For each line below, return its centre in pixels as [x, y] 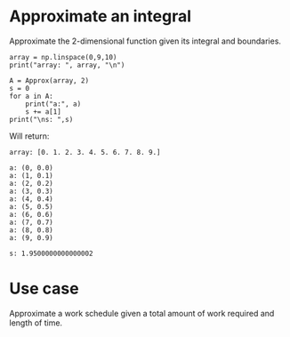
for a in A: [31, 96]
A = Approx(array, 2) [49, 80]
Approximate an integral [101, 16]
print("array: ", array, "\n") [67, 65]
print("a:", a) [53, 104]
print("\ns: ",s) [41, 119]
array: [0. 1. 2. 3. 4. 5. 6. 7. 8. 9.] [85, 152]
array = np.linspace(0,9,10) [63, 57]
